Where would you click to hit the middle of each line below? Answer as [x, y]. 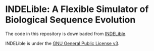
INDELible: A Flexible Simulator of [77, 9]
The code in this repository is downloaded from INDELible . [66, 33]
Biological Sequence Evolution [70, 20]
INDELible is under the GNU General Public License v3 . [62, 43]
